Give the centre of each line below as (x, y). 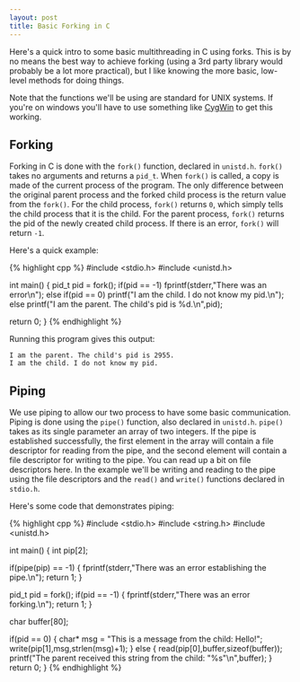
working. (26, 117)
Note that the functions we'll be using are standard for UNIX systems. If (141, 97)
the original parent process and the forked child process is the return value (148, 195)
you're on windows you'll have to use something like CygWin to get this (141, 107)
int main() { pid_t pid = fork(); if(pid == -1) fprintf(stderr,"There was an (138, 285)
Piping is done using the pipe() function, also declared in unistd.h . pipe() (146, 422)
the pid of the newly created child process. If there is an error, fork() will (144, 223)
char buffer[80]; (39, 622)
